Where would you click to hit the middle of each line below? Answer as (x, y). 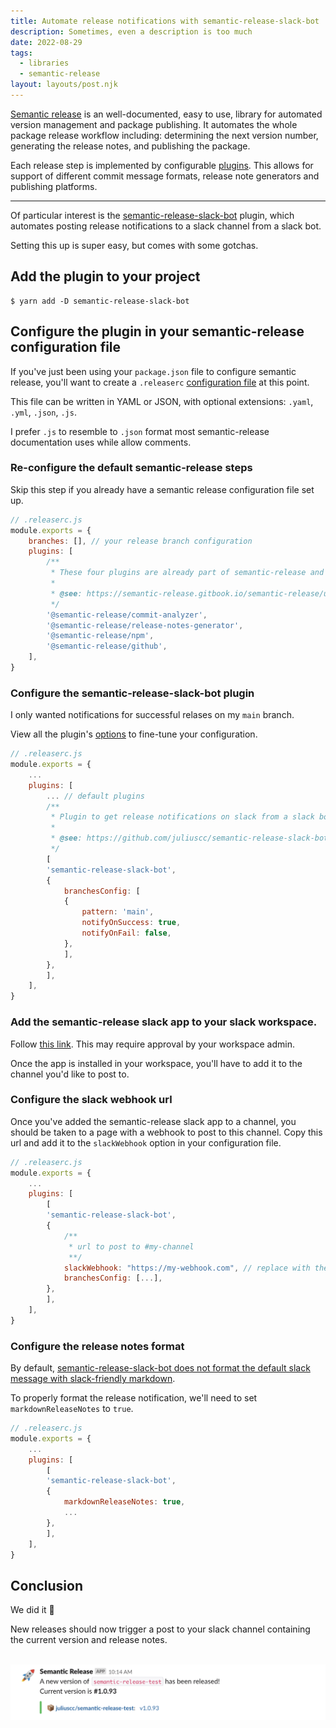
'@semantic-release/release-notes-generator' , (145, 625)
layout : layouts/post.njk (64, 85)
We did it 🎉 (32, 1610)
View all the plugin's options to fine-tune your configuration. (134, 734)
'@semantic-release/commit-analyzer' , (127, 615)
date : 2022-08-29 (46, 42)
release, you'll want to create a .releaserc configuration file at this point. (160, 382)
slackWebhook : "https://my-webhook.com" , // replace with (187, 1268)
